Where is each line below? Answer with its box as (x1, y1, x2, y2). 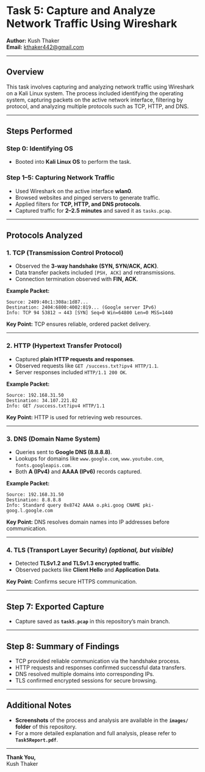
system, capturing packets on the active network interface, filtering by (6, 96, 183, 103)
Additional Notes (6, 700, 72, 711)
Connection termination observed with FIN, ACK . (15, 276, 138, 283)
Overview (6, 67, 45, 77)
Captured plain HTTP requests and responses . (15, 355, 135, 362)
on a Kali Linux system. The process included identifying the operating (6, 89, 184, 97)
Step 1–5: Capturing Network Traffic (6, 174, 115, 182)
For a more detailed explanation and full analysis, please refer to (15, 729, 177, 737)
